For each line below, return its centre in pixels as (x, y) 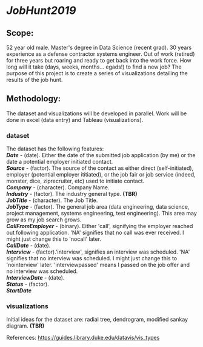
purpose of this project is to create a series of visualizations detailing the (97, 73)
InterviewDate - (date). (35, 278)
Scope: (20, 33)
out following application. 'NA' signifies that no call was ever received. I (95, 233)
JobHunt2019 (42, 11)
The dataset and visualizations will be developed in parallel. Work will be (97, 113)
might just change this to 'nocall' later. (54, 239)
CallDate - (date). (28, 246)
